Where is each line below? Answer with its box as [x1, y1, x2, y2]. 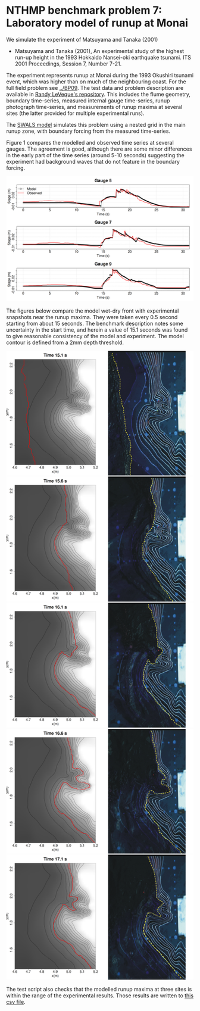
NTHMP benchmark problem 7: [6, 4, 162, 17]
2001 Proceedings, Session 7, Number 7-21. [14, 60, 122, 67]
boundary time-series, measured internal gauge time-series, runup [6, 96, 170, 104]
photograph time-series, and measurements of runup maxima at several [6, 103, 183, 110]
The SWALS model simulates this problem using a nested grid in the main [6, 121, 186, 128]
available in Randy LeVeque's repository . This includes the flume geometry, [6, 91, 190, 98]
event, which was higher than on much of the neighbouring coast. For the [6, 78, 186, 85]
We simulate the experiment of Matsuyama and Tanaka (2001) [6, 36, 158, 43]
